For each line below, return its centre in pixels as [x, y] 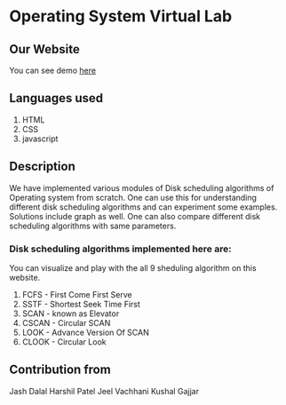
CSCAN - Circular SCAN [66, 322]
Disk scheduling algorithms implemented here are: [121, 249]
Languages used [56, 98]
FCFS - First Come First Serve [77, 294]
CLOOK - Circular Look [64, 341]
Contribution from [60, 370]
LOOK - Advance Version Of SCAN [85, 332]
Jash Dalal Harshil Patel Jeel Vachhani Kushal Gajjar [104, 391]
